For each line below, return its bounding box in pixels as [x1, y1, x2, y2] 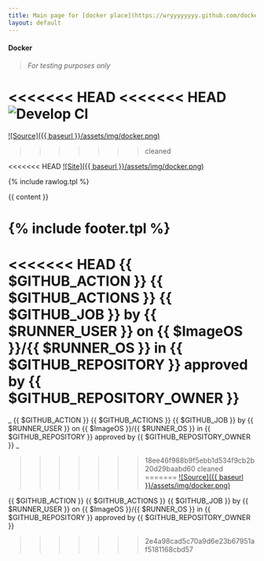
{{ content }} [8, 192, 49, 201]
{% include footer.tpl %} [8, 220, 170, 237]
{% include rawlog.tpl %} [8, 176, 90, 186]
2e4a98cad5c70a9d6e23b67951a [145, 536, 255, 545]
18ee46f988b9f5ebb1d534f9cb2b [145, 456, 255, 465]
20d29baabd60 [145, 463, 196, 473]
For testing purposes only [27, 61, 111, 70]
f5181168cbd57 [145, 544, 194, 554]
